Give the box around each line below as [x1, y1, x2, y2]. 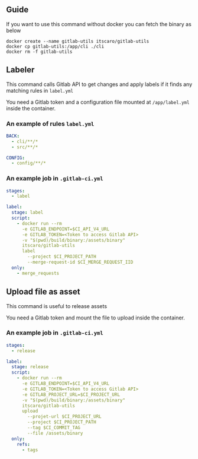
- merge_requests [17, 270, 60, 276]
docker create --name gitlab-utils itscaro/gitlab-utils [6, 38, 150, 44]
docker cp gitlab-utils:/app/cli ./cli [6, 43, 105, 49]
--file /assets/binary [27, 430, 83, 436]
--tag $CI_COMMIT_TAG [27, 425, 81, 431]
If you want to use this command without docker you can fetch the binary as [6, 20, 192, 27]
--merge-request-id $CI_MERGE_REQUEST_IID [27, 259, 134, 265]
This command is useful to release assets [6, 302, 108, 309]
